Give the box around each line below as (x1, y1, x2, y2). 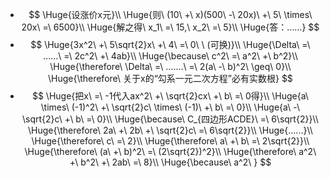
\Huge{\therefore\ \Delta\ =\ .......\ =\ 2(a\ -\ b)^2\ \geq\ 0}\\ (49, 61, 292, 72)
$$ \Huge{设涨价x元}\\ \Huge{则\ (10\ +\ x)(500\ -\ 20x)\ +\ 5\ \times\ (28, 9, 313, 20)
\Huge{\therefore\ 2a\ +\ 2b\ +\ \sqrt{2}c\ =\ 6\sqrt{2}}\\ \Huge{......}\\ (27, 124, 313, 136)
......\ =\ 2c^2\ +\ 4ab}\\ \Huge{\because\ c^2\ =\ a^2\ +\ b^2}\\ (43, 50, 298, 62)
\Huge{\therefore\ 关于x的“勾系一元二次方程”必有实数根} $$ (47, 73, 293, 84)
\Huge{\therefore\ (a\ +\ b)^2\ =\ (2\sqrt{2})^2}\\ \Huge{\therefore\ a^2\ (24, 146, 317, 157)
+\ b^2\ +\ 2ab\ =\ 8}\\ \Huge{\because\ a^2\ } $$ (69, 156, 272, 168)
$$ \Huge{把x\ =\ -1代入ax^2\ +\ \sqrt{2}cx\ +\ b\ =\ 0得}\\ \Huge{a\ (31, 90, 309, 102)
